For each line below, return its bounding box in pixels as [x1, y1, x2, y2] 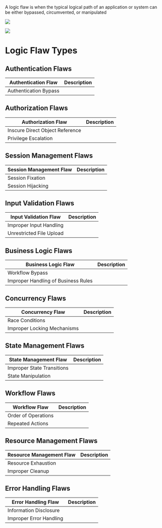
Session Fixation [7, 174, 46, 181]
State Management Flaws [5, 341, 85, 350]
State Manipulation [7, 372, 51, 379]
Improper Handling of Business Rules [7, 278, 93, 284]
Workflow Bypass [7, 270, 48, 277]
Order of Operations [7, 412, 54, 419]
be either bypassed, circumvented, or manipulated [5, 9, 107, 15]
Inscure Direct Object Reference [7, 127, 82, 134]
